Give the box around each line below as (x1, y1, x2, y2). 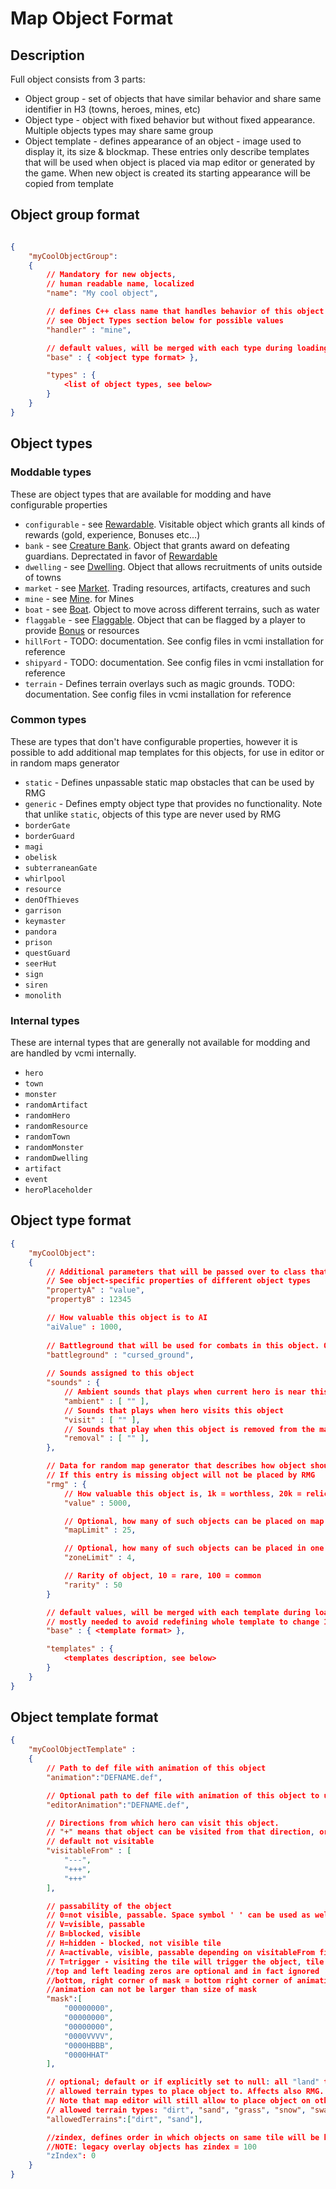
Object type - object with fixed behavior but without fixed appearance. (24, 114, 316, 126)
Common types (10, 713, 87, 727)
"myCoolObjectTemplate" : (28, 1745, 137, 1755)
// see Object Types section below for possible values (46, 315, 284, 326)
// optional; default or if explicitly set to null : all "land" (46, 2077, 320, 2087)
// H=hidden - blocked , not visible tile (46, 1938, 222, 1949)
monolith (24, 990, 62, 1001)
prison (24, 937, 53, 947)
